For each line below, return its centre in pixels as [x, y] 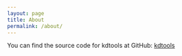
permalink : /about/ [35, 26]
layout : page [26, 13]
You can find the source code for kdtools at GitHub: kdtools [91, 46]
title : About [26, 20]
